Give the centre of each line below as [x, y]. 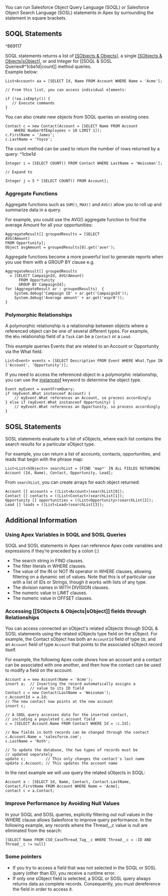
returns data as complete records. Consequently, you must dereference [87, 883]
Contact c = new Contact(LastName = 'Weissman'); [58, 693]
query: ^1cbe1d [21, 154]
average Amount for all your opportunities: [49, 225]
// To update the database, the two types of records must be [71, 750]
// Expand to [19, 172]
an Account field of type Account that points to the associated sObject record [84, 645]
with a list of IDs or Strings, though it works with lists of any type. [79, 582]
